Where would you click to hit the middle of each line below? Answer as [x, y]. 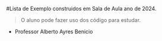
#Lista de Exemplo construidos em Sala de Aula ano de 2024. [81, 9]
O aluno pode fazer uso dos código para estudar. [81, 20]
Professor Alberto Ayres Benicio [54, 31]
